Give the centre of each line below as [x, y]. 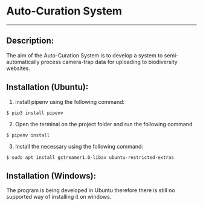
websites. [18, 68]
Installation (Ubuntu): [47, 87]
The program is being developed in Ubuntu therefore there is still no [91, 190]
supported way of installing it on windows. [59, 197]
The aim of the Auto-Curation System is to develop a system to [85, 55]
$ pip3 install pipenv [35, 113]
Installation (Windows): [51, 175]
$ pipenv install [28, 135]
